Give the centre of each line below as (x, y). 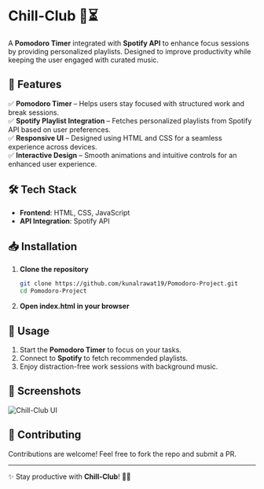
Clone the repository (54, 270)
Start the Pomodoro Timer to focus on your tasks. (101, 349)
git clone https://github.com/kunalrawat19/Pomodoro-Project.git (128, 284)
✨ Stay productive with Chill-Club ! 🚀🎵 (70, 476)
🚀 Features (35, 85)
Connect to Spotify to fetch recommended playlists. (104, 358)
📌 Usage (29, 331)
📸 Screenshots (45, 391)
